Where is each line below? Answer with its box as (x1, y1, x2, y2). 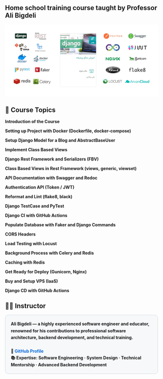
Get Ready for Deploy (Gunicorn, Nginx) (5, 269, 87, 275)
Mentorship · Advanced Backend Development (11, 362, 107, 367)
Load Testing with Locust (5, 241, 57, 247)
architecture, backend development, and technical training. (11, 334, 133, 340)
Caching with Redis (5, 259, 45, 266)
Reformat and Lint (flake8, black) (5, 194, 73, 200)
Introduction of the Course (5, 119, 60, 125)
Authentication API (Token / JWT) (5, 184, 75, 190)
